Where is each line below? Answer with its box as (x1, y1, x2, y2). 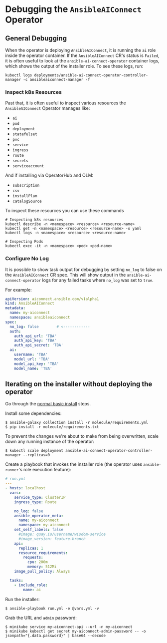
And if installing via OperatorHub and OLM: (5, 172, 94, 178)
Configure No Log (5, 255, 49, 262)
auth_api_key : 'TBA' (14, 338, 57, 343)
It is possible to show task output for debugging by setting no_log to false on (5, 266, 162, 273)
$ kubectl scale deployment (5, 448, 64, 453)
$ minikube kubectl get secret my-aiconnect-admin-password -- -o (5, 629, 146, 634)
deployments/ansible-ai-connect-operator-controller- (34, 73, 149, 78)
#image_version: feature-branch (18, 536, 86, 541)
